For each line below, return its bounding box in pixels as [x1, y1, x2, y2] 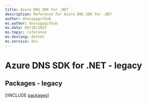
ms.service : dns [5, 39, 38, 44]
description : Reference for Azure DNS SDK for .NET [5, 12, 112, 17]
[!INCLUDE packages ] [5, 92, 49, 98]
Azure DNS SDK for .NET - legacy [5, 60, 142, 71]
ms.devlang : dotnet [5, 35, 45, 40]
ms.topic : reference [5, 30, 47, 35]
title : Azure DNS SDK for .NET [5, 7, 69, 12]
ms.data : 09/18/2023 [5, 25, 47, 30]
